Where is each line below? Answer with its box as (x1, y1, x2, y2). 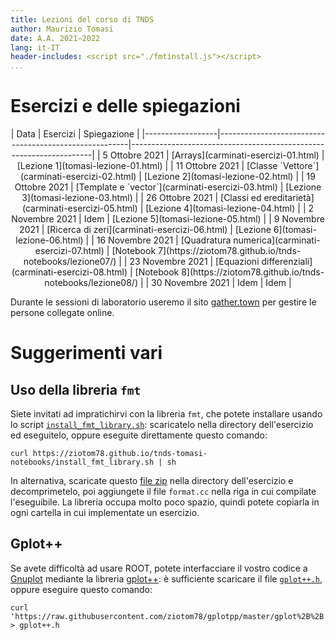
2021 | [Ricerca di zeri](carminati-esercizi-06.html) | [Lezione (19, 224, 272, 236)
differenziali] (261, 256, 313, 268)
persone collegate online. (10, 307, 115, 319)
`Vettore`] (279, 160, 320, 172)
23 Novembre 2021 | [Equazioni (129, 256, 260, 268)
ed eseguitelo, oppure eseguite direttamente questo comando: (10, 429, 268, 441)
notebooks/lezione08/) (44, 277, 138, 289)
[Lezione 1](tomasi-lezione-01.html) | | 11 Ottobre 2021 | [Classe (16, 160, 278, 172)
